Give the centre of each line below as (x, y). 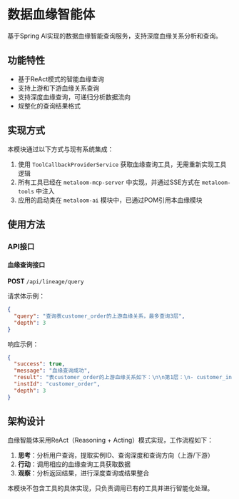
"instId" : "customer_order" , (57, 384)
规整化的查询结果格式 (49, 106)
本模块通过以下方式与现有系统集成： (61, 149)
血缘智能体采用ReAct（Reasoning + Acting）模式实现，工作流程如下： (111, 440)
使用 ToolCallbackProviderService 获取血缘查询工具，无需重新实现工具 (122, 164)
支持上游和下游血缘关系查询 (59, 88)
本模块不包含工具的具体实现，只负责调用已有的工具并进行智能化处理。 (111, 488)
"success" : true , (40, 364)
